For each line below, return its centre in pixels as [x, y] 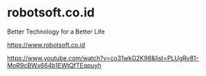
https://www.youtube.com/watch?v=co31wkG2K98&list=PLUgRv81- [103, 58]
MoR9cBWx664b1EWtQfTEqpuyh [54, 65]
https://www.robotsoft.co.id [46, 45]
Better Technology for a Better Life [56, 31]
